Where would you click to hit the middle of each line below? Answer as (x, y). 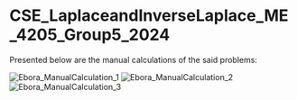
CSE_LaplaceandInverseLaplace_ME (149, 16)
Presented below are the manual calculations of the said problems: (133, 59)
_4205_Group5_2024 (90, 35)
